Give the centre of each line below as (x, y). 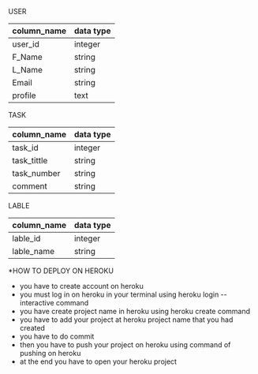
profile (24, 95)
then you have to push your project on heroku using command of (125, 345)
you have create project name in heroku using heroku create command (135, 311)
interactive (37, 303)
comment (30, 186)
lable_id (26, 238)
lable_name (34, 251)
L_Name (28, 70)
